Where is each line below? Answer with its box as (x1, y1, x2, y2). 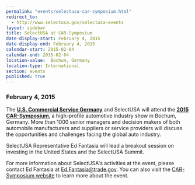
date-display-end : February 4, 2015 (6, 41, 95, 47)
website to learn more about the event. (36, 172, 129, 179)
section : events (6, 68, 46, 74)
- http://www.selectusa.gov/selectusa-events (11, 19, 124, 25)
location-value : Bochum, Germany (6, 57, 90, 63)
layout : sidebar (6, 25, 46, 31)
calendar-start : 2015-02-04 (6, 47, 75, 53)
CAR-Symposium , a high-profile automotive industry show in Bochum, (6, 112, 177, 120)
